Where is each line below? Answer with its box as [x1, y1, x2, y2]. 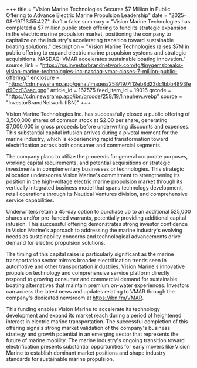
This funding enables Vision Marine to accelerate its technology [6, 306, 160, 312]
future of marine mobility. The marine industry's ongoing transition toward [6, 337, 185, 343]
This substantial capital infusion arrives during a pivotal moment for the [6, 129, 178, 136]
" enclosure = [26, 74, 60, 81]
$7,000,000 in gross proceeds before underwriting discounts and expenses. [6, 123, 190, 130]
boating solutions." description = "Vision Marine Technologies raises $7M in [6, 43, 189, 50]
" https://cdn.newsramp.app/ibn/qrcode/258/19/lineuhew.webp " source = [6, 93, 183, 100]
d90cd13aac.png [6, 87, 47, 93]
